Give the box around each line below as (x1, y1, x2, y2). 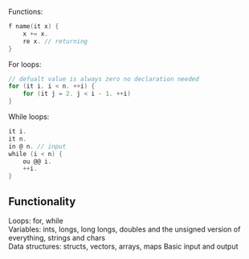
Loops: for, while (8, 216, 63, 225)
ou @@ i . (22, 157, 52, 166)
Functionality (8, 195, 76, 208)
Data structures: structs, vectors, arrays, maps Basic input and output (8, 241, 239, 251)
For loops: (8, 60, 42, 69)
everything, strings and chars (8, 232, 106, 242)
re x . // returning (22, 37, 88, 45)
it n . (8, 134, 27, 143)
